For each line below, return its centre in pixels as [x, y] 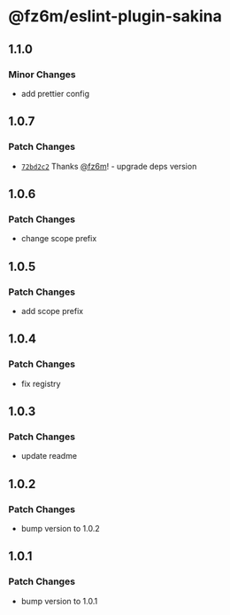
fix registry [41, 383]
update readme [49, 456]
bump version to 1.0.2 [61, 528]
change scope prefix [59, 239]
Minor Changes [42, 75]
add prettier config [55, 93]
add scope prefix [52, 311]
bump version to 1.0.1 [59, 601]
